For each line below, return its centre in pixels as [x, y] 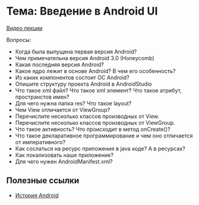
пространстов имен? [42, 97]
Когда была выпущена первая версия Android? [76, 51]
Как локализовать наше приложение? [64, 155]
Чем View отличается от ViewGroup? [62, 109]
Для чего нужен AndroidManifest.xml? [64, 161]
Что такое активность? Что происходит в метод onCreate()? [93, 129]
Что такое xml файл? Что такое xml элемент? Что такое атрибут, [98, 90]
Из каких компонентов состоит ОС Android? [72, 77]
